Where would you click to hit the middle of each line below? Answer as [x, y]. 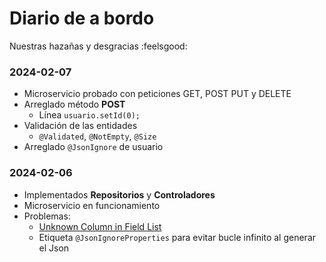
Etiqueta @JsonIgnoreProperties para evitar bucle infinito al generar [177, 237]
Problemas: [47, 216]
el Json [54, 248]
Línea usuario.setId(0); [89, 115]
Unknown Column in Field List [100, 226]
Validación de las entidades [80, 126]
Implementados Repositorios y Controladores [119, 194]
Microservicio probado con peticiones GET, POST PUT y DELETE [157, 94]
